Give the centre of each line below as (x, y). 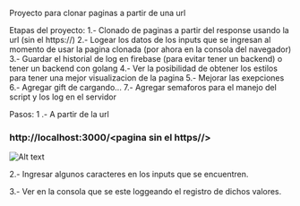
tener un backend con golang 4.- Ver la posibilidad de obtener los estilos (143, 68)
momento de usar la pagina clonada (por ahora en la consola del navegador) (150, 49)
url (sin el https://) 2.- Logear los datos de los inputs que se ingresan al (140, 40)
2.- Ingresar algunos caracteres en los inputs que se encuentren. (129, 175)
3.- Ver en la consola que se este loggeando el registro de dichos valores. (146, 192)
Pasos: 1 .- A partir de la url (59, 114)
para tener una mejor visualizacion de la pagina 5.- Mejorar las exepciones (147, 78)
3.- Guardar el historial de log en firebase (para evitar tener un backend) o (146, 59)
